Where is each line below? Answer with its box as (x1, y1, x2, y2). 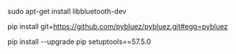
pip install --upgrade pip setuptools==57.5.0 (7, 37, 151, 46)
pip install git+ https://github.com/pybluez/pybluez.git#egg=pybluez (7, 22, 228, 31)
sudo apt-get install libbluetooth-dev (7, 7, 127, 16)
